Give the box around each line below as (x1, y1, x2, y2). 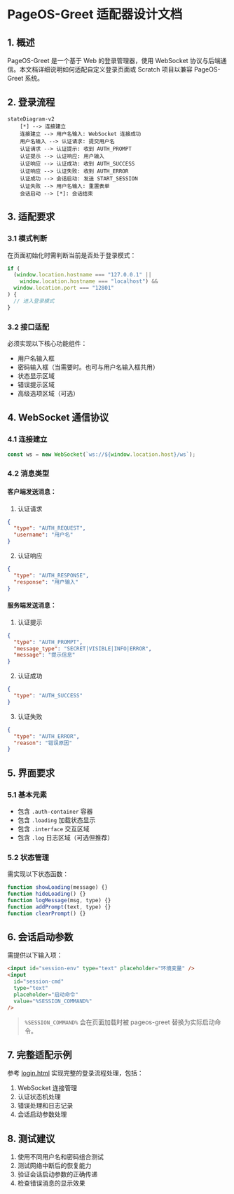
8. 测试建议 (7, 1132, 55, 1144)
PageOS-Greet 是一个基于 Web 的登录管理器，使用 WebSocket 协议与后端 (7, 57, 221, 65)
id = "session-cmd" (13, 978, 64, 986)
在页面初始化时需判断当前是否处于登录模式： (7, 250, 137, 260)
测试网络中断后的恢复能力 (17, 1162, 92, 1170)
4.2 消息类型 (7, 469, 50, 478)
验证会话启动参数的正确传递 (17, 1170, 98, 1179)
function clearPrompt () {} (7, 910, 86, 917)
